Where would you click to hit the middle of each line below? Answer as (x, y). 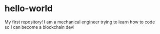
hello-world (29, 8)
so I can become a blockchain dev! (40, 27)
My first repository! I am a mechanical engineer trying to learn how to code (80, 22)
